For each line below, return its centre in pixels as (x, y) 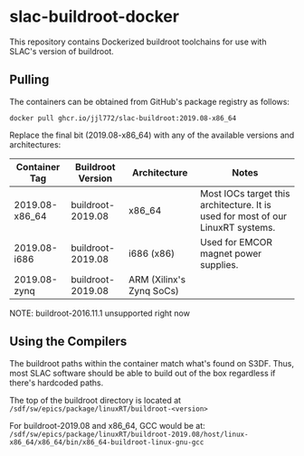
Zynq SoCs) (153, 290)
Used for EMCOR (237, 242)
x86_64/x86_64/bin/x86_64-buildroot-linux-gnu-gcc (107, 442)
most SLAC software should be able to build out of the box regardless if (142, 373)
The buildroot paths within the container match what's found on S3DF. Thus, (152, 363)
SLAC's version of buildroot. (62, 51)
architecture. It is (236, 204)
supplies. (219, 264)
